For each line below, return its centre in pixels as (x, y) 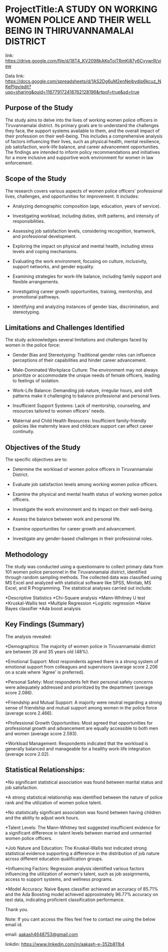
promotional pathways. (36, 296)
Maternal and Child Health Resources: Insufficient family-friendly (79, 421)
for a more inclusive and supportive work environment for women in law (79, 157)
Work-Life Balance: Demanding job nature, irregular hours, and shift (82, 391)
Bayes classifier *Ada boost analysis (43, 608)
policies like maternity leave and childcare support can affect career (83, 426)
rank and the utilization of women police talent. (54, 802)
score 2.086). (19, 692)
